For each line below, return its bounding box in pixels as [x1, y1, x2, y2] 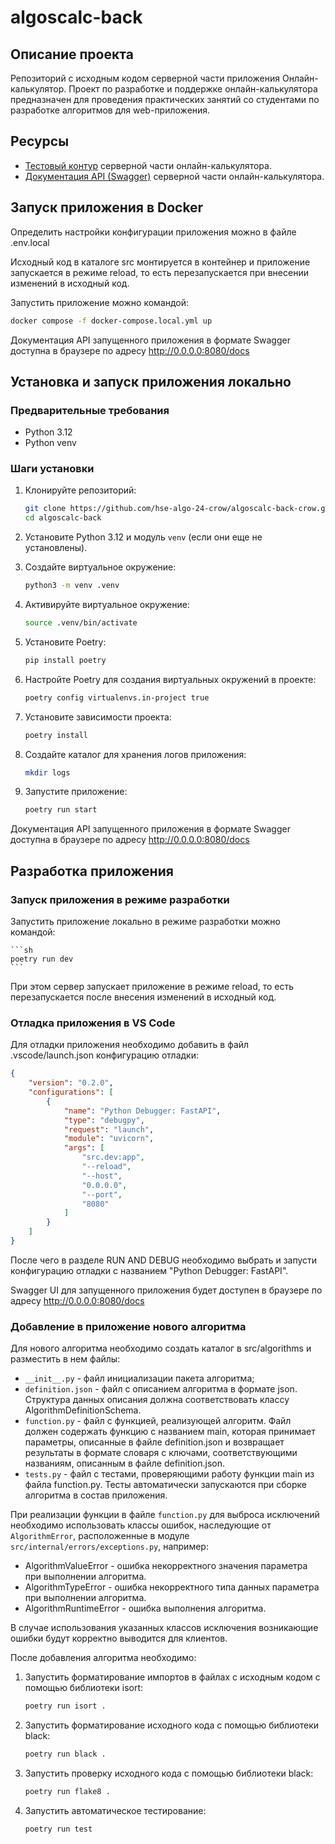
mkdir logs [24, 767, 71, 778]
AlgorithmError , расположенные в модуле [10, 1530, 190, 1542]
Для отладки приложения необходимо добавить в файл [10, 1039, 250, 1051]
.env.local [10, 236, 50, 248]
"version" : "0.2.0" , [28, 1078, 114, 1088]
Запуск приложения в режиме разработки [10, 892, 230, 906]
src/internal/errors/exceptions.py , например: [10, 1541, 209, 1553]
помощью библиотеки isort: [24, 1682, 144, 1694]
